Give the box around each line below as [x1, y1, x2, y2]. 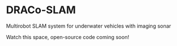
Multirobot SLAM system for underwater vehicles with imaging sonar [6, 22, 171, 29]
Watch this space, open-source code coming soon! [6, 33, 130, 40]
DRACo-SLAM [6, 3, 76, 17]
